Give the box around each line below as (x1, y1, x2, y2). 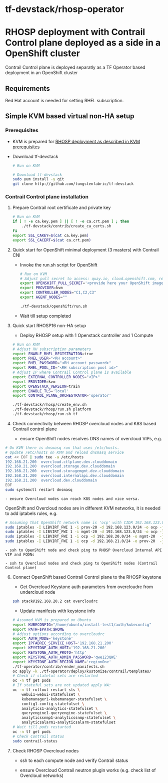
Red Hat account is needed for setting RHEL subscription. (5, 97, 124, 103)
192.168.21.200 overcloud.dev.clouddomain (5, 478, 97, 483)
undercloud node (19, 589, 55, 595)
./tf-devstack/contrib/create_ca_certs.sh (21, 224, 111, 229)
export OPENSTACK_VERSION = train (12, 384, 80, 389)
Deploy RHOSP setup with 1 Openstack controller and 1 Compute (19, 332, 153, 338)
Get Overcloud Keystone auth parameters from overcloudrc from (19, 584, 153, 590)
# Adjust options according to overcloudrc (12, 631, 105, 637)
